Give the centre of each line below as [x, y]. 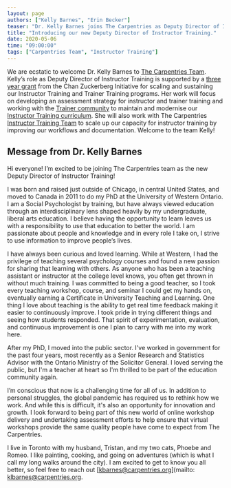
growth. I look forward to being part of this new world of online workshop [111, 412]
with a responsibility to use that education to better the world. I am [101, 225]
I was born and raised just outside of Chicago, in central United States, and [113, 189]
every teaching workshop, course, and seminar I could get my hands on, [110, 290]
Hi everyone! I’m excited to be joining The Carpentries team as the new [108, 168]
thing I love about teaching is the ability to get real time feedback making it [113, 305]
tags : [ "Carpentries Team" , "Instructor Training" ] [82, 52]
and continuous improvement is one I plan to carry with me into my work [110, 327]
